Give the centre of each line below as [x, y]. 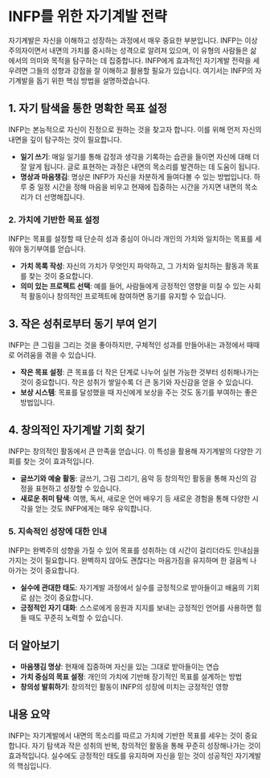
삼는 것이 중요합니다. [61, 598]
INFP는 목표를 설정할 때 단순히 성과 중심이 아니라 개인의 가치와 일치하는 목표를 [131, 239]
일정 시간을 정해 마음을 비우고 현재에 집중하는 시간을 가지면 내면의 [140, 187]
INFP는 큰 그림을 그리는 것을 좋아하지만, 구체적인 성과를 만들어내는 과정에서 [127, 345]
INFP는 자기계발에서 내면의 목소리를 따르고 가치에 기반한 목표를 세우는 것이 [126, 735]
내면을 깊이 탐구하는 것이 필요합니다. [65, 139]
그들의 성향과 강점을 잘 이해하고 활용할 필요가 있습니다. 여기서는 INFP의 [141, 70]
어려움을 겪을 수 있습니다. [56, 354]
